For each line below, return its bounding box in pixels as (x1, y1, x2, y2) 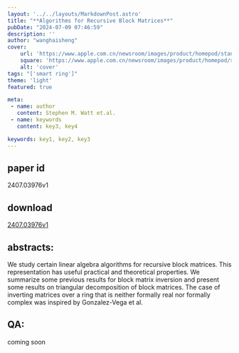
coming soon (7, 337, 46, 346)
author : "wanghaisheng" (7, 37, 78, 44)
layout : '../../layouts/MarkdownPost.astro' (7, 10, 142, 18)
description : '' (7, 30, 55, 38)
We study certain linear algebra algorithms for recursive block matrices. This (7, 260, 232, 268)
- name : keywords (10, 116, 62, 123)
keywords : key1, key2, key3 (7, 135, 91, 143)
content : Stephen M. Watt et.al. (16, 110, 116, 117)
